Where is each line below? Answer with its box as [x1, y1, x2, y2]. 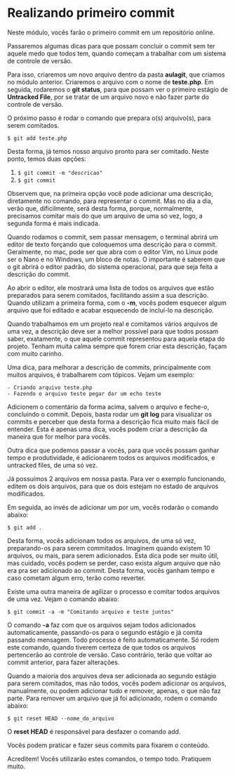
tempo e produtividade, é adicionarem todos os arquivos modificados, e [7, 453, 215, 461]
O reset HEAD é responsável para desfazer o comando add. [7, 727, 181, 735]
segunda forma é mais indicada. [7, 219, 100, 228]
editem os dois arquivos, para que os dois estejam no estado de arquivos [7, 482, 219, 490]
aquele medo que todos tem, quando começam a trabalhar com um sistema [7, 49, 227, 58]
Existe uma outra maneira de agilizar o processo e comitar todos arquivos [7, 587, 220, 596]
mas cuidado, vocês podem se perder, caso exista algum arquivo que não [7, 558, 221, 567]
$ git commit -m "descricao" [17, 169, 103, 176]
